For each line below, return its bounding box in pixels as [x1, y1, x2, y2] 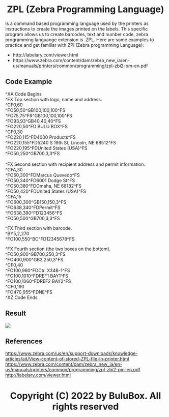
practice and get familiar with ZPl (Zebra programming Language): [5, 42, 144, 48]
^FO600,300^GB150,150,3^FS [5, 199, 67, 205]
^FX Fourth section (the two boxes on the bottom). [5, 246, 111, 252]
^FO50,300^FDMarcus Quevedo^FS [5, 172, 80, 178]
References [5, 337, 43, 345]
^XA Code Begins [5, 91, 42, 97]
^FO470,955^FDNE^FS [5, 289, 52, 295]
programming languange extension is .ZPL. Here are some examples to [5, 37, 154, 43]
